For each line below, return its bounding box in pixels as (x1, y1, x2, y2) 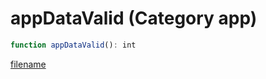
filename (10, 58, 47, 70)
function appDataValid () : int (10, 40, 137, 50)
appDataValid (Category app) (10, 7, 258, 30)
